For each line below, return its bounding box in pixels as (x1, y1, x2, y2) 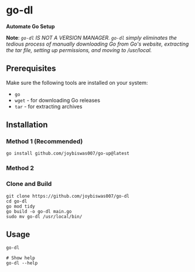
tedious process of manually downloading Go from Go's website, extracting (6, 40, 189, 47)
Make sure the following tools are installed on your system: (6, 79, 148, 86)
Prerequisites (6, 64, 56, 74)
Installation (6, 120, 48, 130)
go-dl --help (6, 260, 38, 266)
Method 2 (6, 164, 34, 173)
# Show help (6, 255, 35, 261)
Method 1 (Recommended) (6, 137, 83, 146)
